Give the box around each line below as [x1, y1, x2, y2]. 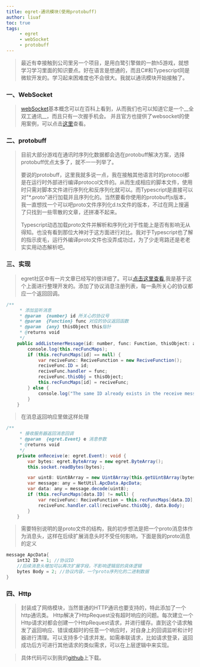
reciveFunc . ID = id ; [37, 362, 89, 369]
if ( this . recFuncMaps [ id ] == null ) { [27, 352, 121, 358]
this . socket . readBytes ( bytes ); [27, 464, 105, 470]
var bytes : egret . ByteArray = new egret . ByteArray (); [27, 458, 164, 465]
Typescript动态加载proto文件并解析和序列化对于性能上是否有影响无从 [20, 222, 190, 229]
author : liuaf [6, 14, 42, 20]
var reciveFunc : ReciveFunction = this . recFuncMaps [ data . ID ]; [37, 497, 196, 503]
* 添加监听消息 [19, 307, 52, 313]
